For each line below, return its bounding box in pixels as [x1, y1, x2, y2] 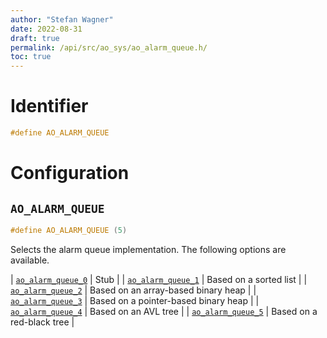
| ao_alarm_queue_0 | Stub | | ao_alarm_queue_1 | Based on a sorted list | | [10, 273, 308, 285]
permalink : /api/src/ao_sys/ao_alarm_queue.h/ [10, 42, 208, 53]
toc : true [10, 52, 52, 62]
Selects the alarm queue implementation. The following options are [10, 243, 287, 255]
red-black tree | [10, 316, 75, 328]
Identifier [10, 95, 89, 118]
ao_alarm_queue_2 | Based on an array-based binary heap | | [10, 284, 257, 296]
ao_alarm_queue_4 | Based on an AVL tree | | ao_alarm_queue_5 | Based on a [10, 305, 318, 317]
